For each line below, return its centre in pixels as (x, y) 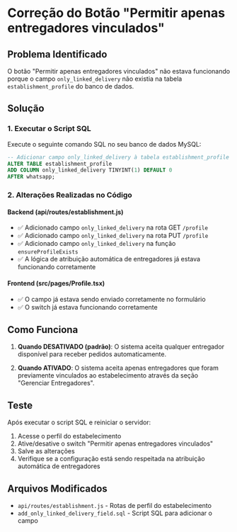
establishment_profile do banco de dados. (71, 86)
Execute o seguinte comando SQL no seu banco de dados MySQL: (104, 144)
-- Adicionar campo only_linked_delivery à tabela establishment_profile (118, 157)
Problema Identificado (57, 54)
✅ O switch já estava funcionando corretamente (87, 307)
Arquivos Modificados (57, 488)
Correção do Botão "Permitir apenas (116, 13)
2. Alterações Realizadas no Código (70, 195)
